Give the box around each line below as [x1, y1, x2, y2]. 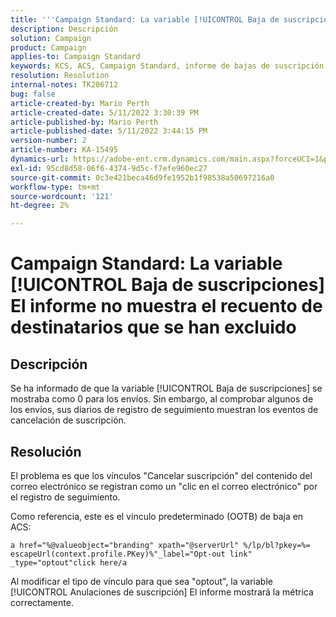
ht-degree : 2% [10, 201, 70, 211]
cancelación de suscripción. [10, 414, 127, 426]
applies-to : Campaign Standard [10, 52, 141, 62]
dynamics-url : [10, 154, 70, 164]
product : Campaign [10, 42, 87, 53]
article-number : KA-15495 [10, 145, 118, 155]
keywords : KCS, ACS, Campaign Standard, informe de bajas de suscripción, [10, 61, 329, 71]
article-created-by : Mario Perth [10, 98, 150, 108]
